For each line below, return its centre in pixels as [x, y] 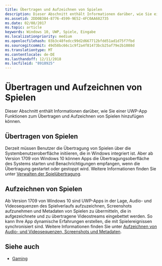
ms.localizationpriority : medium [39, 37]
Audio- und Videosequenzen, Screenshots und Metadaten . [63, 231]
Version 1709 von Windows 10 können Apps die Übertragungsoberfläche [77, 158]
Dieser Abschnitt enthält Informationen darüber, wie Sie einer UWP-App [76, 111]
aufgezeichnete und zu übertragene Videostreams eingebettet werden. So [79, 216]
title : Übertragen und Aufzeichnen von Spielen [54, 9]
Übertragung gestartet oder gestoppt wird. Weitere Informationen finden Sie [81, 169]
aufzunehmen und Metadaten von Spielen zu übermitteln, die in [68, 211]
